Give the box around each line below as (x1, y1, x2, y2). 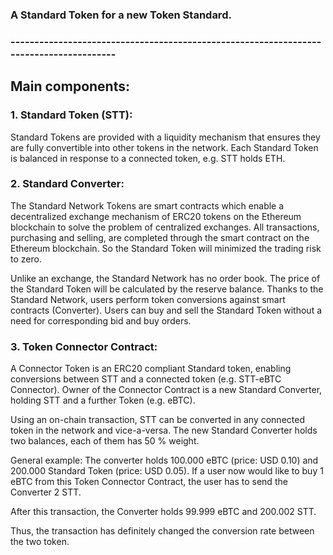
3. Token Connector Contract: (10, 339, 158, 353)
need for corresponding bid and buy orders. (10, 314, 192, 327)
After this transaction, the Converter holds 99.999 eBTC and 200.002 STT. (10, 506, 317, 518)
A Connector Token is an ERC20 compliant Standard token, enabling (10, 363, 292, 375)
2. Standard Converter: (10, 177, 125, 191)
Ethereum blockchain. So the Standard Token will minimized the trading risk (10, 242, 322, 254)
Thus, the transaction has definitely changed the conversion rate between (10, 525, 315, 537)
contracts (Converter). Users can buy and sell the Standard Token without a (10, 304, 323, 316)
